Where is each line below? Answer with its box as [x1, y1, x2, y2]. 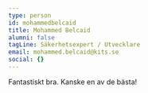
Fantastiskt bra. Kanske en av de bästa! [8, 76, 138, 87]
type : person [8, 11, 52, 20]
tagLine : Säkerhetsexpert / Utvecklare [8, 41, 141, 49]
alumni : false [8, 33, 56, 42]
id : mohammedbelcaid [8, 19, 77, 27]
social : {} [8, 56, 45, 64]
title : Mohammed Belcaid [8, 26, 91, 34]
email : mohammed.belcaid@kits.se [8, 48, 119, 56]
